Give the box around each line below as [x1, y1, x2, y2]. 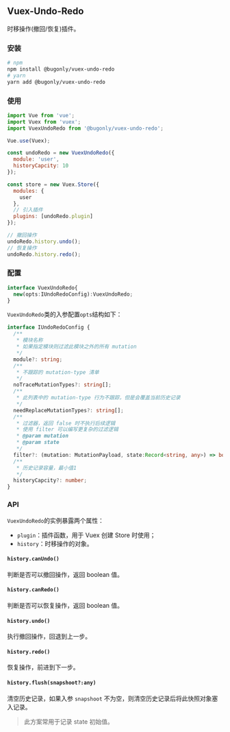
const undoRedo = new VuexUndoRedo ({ [7, 150, 115, 156]
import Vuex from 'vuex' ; [7, 118, 81, 126]
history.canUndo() [7, 556, 60, 563]
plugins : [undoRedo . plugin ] [13, 213, 94, 220]
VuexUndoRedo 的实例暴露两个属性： [7, 516, 104, 524]
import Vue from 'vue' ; [7, 112, 75, 119]
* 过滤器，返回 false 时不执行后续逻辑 [16, 420, 116, 427]
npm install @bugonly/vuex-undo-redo [7, 65, 115, 73]
